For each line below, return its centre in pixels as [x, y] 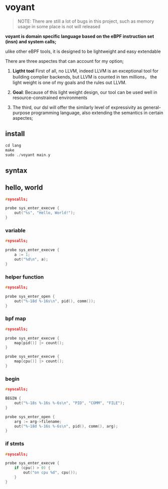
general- [152, 107]
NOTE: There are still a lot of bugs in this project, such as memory [86, 21]
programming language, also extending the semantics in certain [97, 113]
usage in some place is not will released [59, 26]
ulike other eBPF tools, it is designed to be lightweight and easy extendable [83, 51]
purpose [21, 113]
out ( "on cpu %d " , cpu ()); [51, 473]
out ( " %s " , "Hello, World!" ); [45, 213]
